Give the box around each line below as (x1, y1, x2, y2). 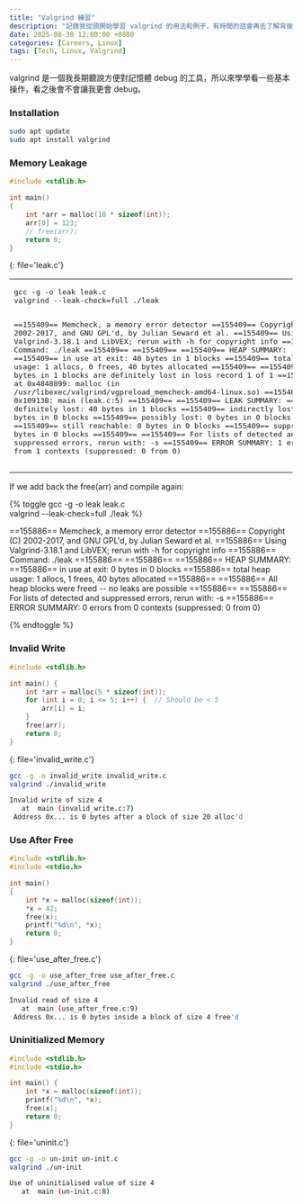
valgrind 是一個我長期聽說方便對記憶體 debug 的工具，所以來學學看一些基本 (9, 73, 290, 84)
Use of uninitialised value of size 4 (9, 1179, 155, 1188)
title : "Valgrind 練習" (9, 13, 96, 22)
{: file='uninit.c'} (9, 1137, 69, 1147)
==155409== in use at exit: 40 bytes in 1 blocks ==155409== (13, 354, 270, 364)
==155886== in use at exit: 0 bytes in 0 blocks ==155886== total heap (9, 564, 271, 575)
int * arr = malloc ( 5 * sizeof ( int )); (25, 687, 167, 696)
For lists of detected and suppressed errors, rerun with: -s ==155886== (9, 593, 274, 604)
